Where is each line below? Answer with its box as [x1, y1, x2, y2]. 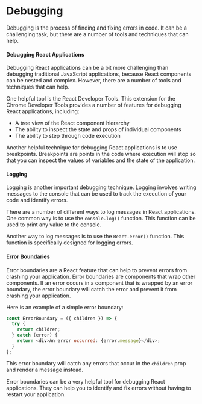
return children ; [17, 326, 61, 332]
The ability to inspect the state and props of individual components [14, 126, 182, 133]
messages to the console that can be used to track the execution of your [6, 190, 187, 197]
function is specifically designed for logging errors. [6, 239, 134, 246]
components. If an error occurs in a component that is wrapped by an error [6, 279, 193, 287]
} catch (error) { [11, 332, 58, 338]
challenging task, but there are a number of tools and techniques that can [6, 30, 189, 37]
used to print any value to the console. [6, 221, 102, 228]
